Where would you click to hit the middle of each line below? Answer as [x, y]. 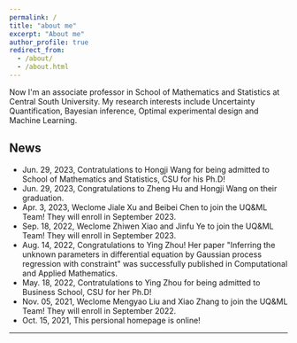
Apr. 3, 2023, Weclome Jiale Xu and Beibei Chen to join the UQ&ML [145, 207]
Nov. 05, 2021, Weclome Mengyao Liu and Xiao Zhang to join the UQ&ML [155, 301]
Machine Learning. [43, 120]
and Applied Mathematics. [69, 273]
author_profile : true [49, 42]
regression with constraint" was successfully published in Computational [155, 263]
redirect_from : [37, 51]
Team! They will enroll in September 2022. [99, 310]
